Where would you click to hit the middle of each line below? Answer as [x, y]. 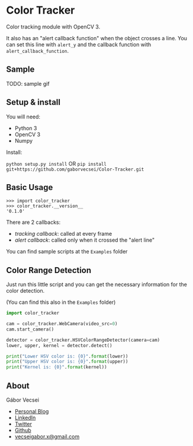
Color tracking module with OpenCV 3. [53, 27]
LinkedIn [25, 418]
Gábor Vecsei [23, 400]
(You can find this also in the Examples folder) [61, 302]
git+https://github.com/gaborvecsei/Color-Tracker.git [75, 169]
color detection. [25, 291]
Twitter [23, 424]
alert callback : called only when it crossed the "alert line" [85, 240]
